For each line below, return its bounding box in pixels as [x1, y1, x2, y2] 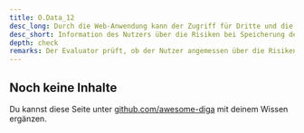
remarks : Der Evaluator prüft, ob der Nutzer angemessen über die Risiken [9, 47, 298, 56]
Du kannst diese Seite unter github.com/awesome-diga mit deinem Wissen [9, 103, 289, 114]
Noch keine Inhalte [9, 80, 118, 95]
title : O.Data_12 [9, 13, 75, 22]
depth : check [9, 38, 59, 48]
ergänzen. [9, 113, 47, 124]
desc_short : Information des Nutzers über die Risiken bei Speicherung [9, 30, 285, 39]
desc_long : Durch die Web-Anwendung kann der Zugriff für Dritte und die [9, 22, 294, 31]
